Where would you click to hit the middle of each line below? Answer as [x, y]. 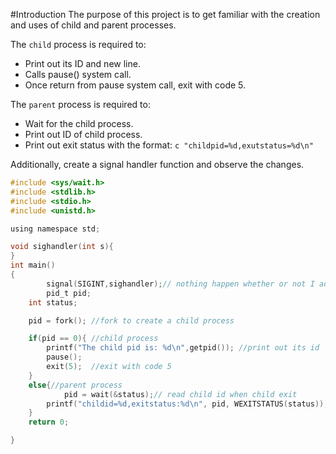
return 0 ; [49, 422]
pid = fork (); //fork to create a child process [131, 320]
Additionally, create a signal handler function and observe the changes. [157, 164]
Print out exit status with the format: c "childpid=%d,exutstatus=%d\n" [169, 145]
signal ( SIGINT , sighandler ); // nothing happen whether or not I [180, 284]
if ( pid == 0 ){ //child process [93, 339]
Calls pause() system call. [78, 74]
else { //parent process [75, 385]
